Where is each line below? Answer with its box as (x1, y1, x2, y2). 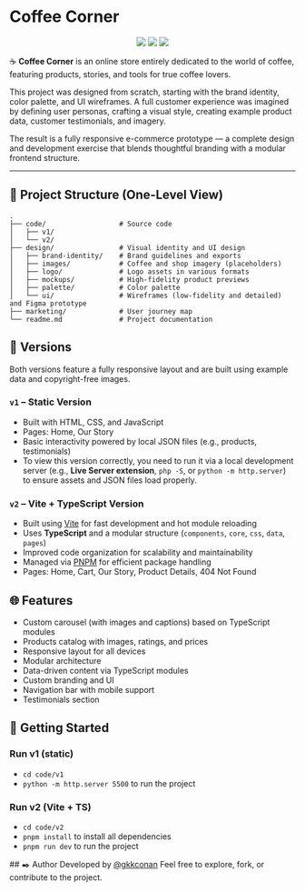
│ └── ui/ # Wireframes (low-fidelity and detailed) (9, 291, 282, 300)
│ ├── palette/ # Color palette (9, 283, 181, 292)
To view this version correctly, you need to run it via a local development (22, 455, 294, 466)
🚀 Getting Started (9, 720, 110, 736)
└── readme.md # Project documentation (9, 315, 213, 324)
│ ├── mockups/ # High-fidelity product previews (9, 275, 250, 284)
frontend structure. (9, 152, 80, 163)
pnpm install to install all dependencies (22, 830, 172, 842)
